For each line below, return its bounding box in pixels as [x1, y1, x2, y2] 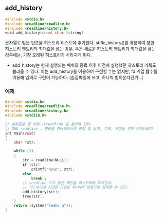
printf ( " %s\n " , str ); [31, 167, 75, 172]
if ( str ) [22, 162, 40, 167]
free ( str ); [22, 194, 45, 199]
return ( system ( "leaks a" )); [14, 203, 73, 208]
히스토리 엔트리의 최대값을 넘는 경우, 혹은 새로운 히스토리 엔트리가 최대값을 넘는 [5, 46, 156, 52]
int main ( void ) [5, 131, 36, 136]
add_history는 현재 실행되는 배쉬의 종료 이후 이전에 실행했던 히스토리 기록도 [12, 62, 157, 68]
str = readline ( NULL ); [22, 158, 69, 163]
